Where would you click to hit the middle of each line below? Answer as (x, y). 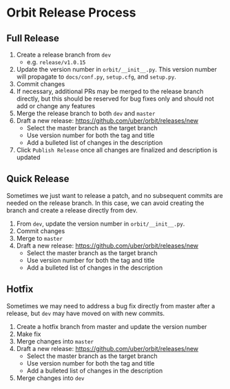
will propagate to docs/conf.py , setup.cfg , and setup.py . (96, 77)
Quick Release (38, 179)
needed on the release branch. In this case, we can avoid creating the (105, 203)
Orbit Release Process (71, 13)
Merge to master (40, 238)
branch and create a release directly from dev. (72, 210)
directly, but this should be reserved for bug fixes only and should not (115, 99)
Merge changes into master (55, 341)
